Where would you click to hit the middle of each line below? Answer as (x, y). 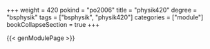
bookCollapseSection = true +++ (53, 24)
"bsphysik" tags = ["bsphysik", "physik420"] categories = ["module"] (105, 17)
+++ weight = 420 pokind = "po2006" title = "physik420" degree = (102, 10)
